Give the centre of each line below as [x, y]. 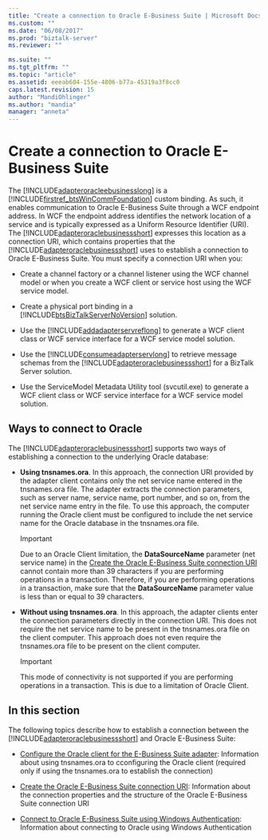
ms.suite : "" [30, 60]
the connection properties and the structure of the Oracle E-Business [134, 794]
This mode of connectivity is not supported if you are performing [126, 677]
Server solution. [46, 372]
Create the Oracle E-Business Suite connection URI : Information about [135, 786]
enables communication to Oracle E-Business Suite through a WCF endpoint [134, 208]
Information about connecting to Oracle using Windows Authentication [136, 827]
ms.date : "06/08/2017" [46, 30]
